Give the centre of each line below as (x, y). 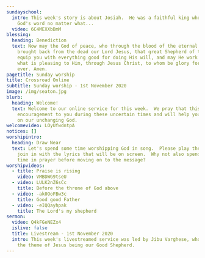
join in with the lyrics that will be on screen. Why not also (101, 154)
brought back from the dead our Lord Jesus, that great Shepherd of (106, 52)
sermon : (16, 217)
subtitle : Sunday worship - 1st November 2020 (67, 86)
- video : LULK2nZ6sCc (39, 183)
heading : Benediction (39, 40)
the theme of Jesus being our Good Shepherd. (76, 245)
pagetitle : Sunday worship (41, 75)
